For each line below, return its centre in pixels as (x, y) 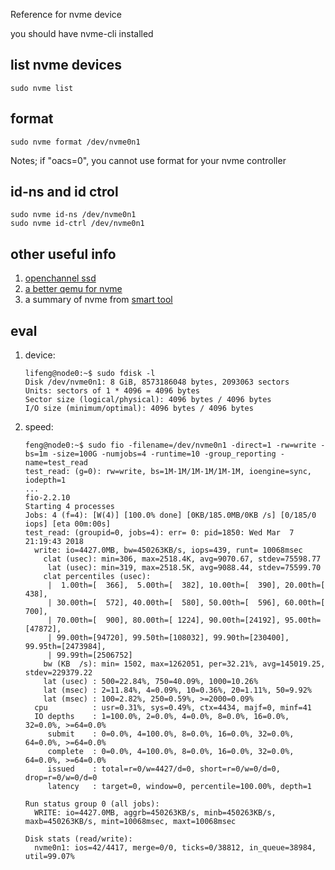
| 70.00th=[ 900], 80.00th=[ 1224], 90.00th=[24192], (164, 620)
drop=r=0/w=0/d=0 (61, 778)
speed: (39, 427)
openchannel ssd (60, 278)
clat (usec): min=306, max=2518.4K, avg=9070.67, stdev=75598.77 (182, 559)
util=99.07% (49, 857)
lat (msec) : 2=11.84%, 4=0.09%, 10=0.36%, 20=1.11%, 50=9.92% (177, 690)
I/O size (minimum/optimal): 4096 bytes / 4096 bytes (139, 409)
